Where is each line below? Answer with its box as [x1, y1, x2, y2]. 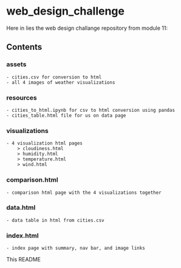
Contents [6, 42, 43, 52]
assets [6, 60, 27, 69]
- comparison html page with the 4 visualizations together [6, 190, 162, 196]
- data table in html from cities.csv [6, 217, 104, 223]
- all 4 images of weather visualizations [6, 79, 115, 86]
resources [6, 93, 38, 101]
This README [6, 256, 41, 263]
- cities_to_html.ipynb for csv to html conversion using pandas [6, 107, 175, 113]
